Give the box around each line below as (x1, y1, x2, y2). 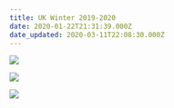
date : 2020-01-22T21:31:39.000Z (9, 22, 132, 31)
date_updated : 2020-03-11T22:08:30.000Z (9, 30, 166, 39)
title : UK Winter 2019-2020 (9, 13, 117, 23)
